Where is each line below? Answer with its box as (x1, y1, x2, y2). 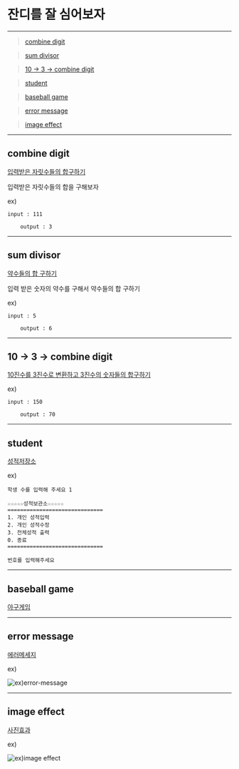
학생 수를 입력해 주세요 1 (7, 487, 73, 494)
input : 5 (7, 312, 37, 320)
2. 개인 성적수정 (7, 521, 50, 529)
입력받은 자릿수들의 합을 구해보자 (7, 183, 100, 191)
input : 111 (7, 210, 43, 218)
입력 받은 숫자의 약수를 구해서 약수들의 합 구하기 (7, 284, 141, 292)
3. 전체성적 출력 (7, 529, 50, 536)
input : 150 (7, 399, 43, 406)
